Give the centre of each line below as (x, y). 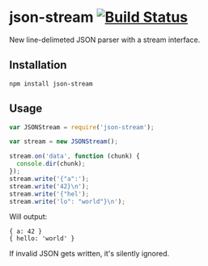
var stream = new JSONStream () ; (64, 141)
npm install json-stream (51, 84)
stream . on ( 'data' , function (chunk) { (74, 156)
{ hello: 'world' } (42, 239)
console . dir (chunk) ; (51, 164)
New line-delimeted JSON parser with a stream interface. (105, 40)
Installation (38, 65)
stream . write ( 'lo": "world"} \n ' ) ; (68, 201)
